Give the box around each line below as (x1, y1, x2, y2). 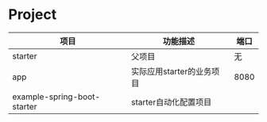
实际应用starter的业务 (130, 66, 212, 77)
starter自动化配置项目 (130, 97, 212, 108)
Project (8, 6, 57, 24)
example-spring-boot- (12, 91, 101, 102)
